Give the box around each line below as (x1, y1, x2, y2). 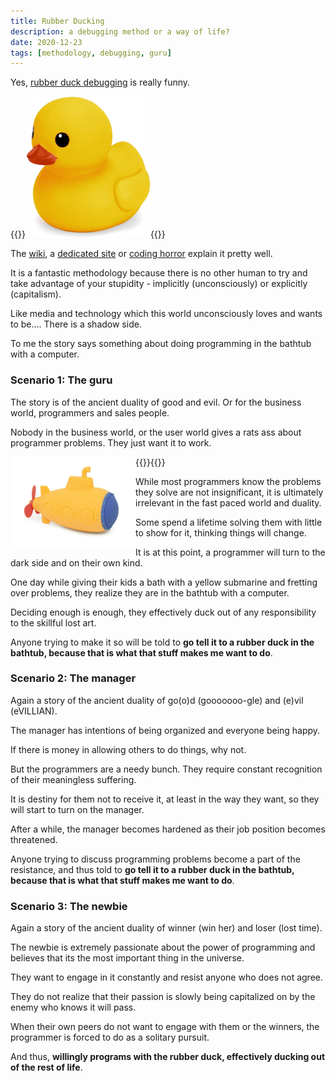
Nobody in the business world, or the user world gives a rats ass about (10, 426, 302, 438)
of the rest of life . (10, 1061, 83, 1074)
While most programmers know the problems (135, 475, 322, 487)
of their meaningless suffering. (10, 773, 137, 785)
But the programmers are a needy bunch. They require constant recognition (10, 763, 323, 775)
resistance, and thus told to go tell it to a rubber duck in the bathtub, (10, 863, 295, 875)
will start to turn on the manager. (10, 803, 145, 815)
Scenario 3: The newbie (10, 899, 128, 913)
